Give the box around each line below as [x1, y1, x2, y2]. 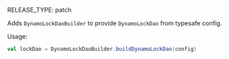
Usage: [7, 32, 28, 40]
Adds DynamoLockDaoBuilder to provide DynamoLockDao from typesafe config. [7, 19, 222, 27]
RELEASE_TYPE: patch [7, 6, 71, 14]
